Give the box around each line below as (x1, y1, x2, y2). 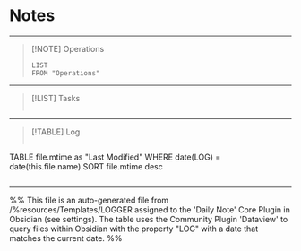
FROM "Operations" (30, 68, 100, 77)
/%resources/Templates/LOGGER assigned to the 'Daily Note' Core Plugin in (9, 203, 291, 215)
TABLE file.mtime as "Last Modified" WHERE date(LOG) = (9, 151, 221, 162)
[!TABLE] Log (30, 126, 81, 137)
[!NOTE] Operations (30, 43, 105, 54)
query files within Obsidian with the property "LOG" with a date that (9, 223, 259, 234)
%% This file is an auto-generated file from (9, 195, 169, 205)
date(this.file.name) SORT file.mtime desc (9, 160, 163, 171)
